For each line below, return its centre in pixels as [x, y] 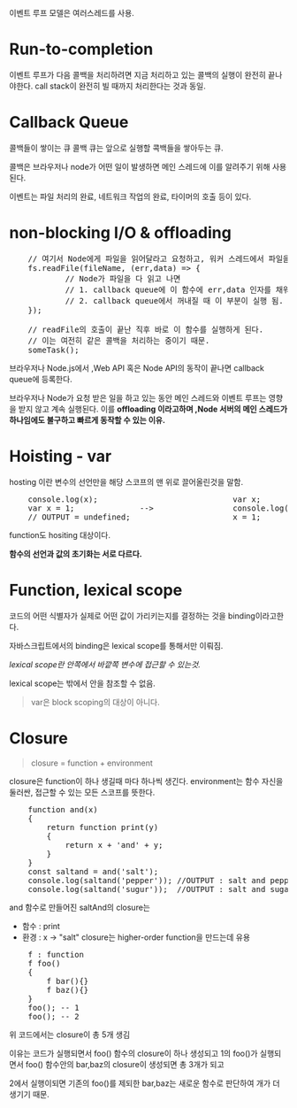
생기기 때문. [30, 1094]
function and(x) [63, 809]
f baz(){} [68, 990]
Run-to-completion [81, 49]
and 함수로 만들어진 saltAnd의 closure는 [80, 907]
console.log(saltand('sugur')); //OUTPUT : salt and [147, 889]
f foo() [44, 963]
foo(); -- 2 [53, 1016]
